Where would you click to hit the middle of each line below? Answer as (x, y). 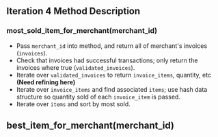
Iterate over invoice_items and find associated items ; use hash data (112, 89)
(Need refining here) (46, 82)
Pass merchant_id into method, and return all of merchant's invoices (112, 46)
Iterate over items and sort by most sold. (73, 104)
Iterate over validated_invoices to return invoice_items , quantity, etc (114, 75)
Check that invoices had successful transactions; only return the (107, 60)
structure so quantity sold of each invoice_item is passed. (98, 97)
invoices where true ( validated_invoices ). (76, 67)
